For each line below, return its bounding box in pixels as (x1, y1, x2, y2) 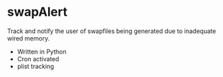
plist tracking (17, 62, 54, 70)
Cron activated (17, 54, 60, 63)
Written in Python (17, 47, 67, 56)
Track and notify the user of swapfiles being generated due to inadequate (7, 27, 217, 35)
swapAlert (7, 4, 67, 20)
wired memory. (7, 34, 50, 42)
